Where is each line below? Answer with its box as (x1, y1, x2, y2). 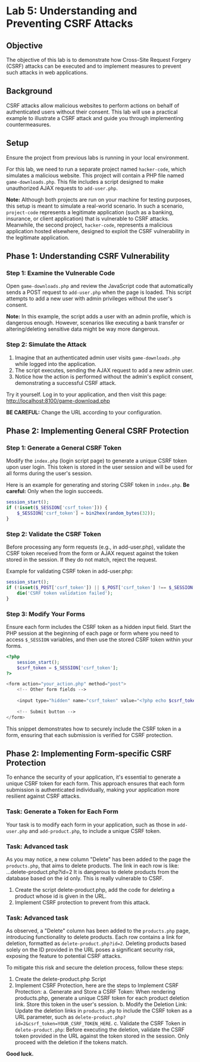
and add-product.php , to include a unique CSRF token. (29, 827, 161, 834)
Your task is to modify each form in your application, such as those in (6, 821, 176, 828)
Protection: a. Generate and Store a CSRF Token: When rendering (14, 988, 176, 995)
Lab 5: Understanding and (6, 4, 137, 18)
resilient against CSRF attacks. (6, 792, 82, 800)
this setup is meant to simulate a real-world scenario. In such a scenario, (6, 202, 185, 209)
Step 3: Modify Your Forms (6, 610, 85, 618)
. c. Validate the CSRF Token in (111, 1020, 186, 1027)
